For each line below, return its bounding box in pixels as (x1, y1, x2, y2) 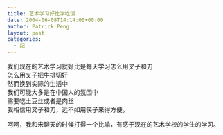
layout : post (7, 29, 45, 37)
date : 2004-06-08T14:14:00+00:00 (7, 17, 104, 24)
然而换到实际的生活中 (7, 80, 68, 87)
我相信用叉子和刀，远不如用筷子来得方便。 (7, 105, 129, 114)
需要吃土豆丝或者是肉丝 (7, 97, 74, 105)
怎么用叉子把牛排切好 (7, 71, 68, 79)
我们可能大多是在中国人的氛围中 (7, 88, 98, 96)
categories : (7, 36, 42, 43)
